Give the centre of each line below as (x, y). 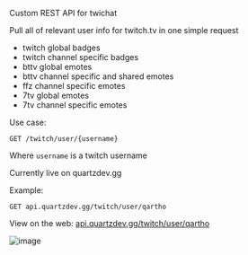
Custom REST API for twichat (63, 13)
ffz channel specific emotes (74, 86)
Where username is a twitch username (79, 155)
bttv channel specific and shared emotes (98, 76)
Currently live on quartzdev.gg (66, 173)
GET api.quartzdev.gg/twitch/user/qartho (88, 207)
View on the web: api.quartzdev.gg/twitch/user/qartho (110, 223)
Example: (27, 190)
